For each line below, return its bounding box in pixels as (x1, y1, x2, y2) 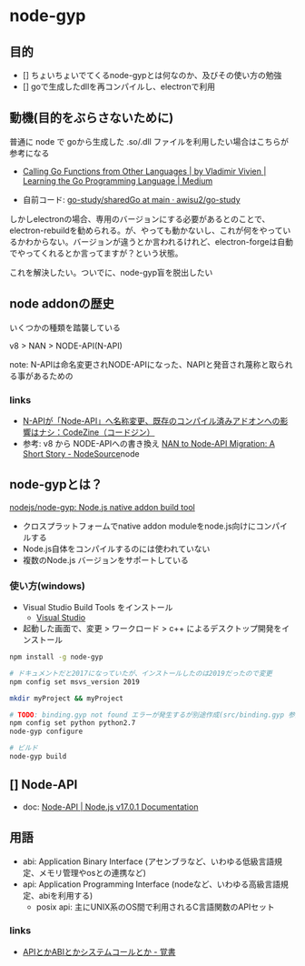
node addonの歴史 (9, 297, 115, 312)
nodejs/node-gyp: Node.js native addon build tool (9, 501, 195, 512)
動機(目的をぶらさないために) (9, 110, 174, 126)
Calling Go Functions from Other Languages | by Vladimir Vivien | (22, 166, 267, 176)
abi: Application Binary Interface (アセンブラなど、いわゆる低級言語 (22, 856, 275, 867)
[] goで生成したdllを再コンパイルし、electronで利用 (22, 81, 216, 92)
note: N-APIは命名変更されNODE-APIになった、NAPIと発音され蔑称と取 (9, 358, 278, 369)
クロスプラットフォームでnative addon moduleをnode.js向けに (22, 520, 257, 531)
